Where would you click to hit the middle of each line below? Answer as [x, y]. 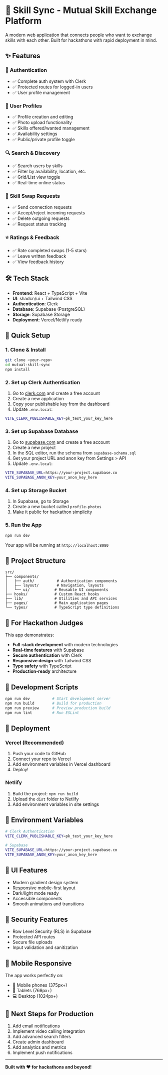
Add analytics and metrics [39, 1047]
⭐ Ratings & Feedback [32, 237]
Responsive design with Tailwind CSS [52, 661]
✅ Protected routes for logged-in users [52, 87]
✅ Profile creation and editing [43, 116]
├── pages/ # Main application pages [57, 603]
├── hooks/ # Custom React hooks [52, 594]
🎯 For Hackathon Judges [44, 623]
